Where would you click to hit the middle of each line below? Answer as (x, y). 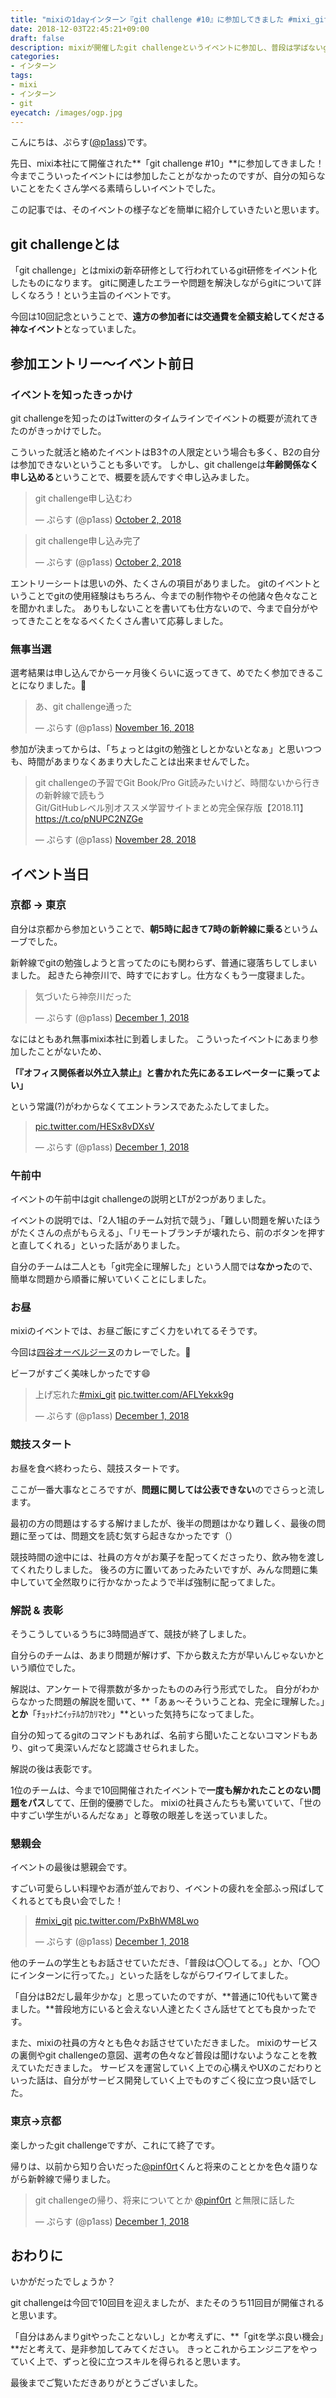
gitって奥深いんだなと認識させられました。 (116, 1748)
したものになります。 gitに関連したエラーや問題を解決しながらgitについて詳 (166, 283)
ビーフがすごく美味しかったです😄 (80, 1373)
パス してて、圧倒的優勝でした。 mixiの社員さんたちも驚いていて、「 (165, 1803)
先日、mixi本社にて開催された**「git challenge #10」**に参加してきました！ (167, 163)
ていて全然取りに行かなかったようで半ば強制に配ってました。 (154, 1582)
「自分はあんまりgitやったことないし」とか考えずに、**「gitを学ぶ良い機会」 (167, 2337)
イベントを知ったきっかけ (71, 394)
